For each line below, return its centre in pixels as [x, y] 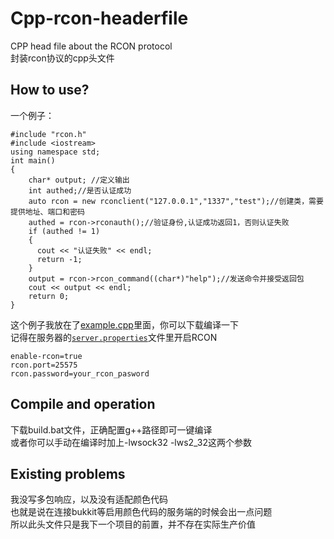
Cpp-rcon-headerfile [99, 18]
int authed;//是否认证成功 [80, 190]
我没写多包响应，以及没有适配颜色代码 [89, 499]
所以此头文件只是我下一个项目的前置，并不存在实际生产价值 [133, 524]
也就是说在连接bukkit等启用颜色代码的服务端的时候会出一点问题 [141, 512]
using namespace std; [55, 152]
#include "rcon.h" [48, 134]
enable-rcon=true [46, 356]
